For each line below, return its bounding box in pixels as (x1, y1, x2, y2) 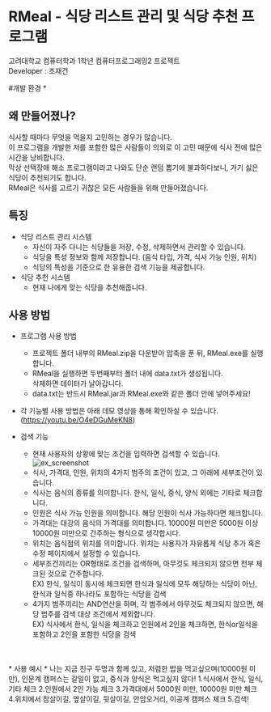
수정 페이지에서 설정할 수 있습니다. (32, 549, 141, 558)
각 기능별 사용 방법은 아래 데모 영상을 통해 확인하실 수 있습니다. (19, 406, 218, 416)
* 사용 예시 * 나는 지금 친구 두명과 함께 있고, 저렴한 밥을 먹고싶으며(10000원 (8, 664, 248, 674)
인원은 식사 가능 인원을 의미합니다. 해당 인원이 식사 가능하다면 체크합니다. (32, 508, 264, 518)
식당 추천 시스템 (19, 272, 70, 282)
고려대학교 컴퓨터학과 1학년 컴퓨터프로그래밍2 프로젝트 (8, 56, 180, 66)
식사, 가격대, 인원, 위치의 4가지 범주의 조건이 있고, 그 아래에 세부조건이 (32, 468, 255, 477)
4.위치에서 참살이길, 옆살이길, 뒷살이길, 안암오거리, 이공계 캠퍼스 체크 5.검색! (8, 694, 249, 704)
